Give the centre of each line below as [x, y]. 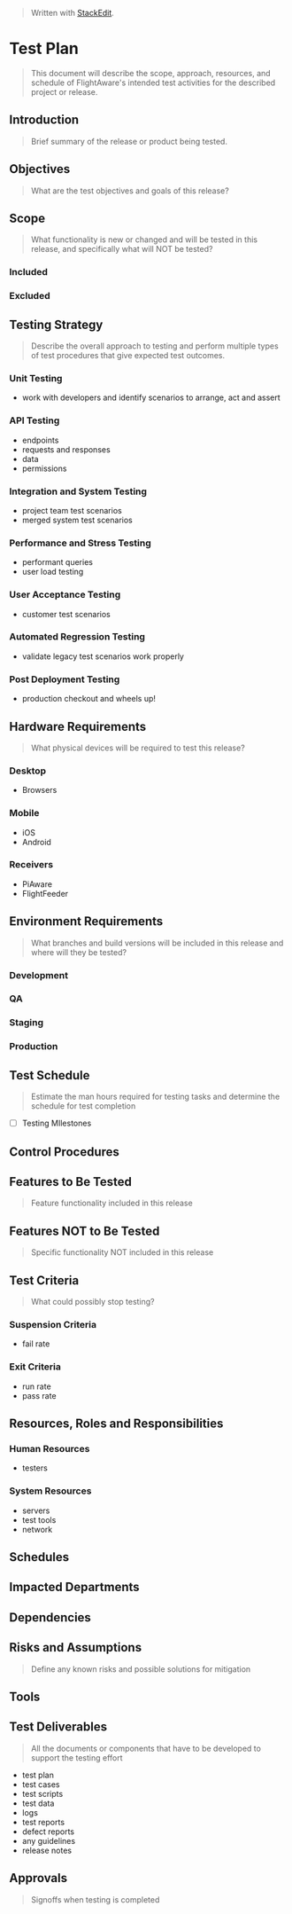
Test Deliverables [58, 1727]
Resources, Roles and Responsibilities [116, 1424]
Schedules [39, 1557]
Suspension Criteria [53, 1324]
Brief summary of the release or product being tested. [129, 141]
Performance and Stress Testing [81, 543]
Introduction [44, 120]
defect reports [48, 1832]
